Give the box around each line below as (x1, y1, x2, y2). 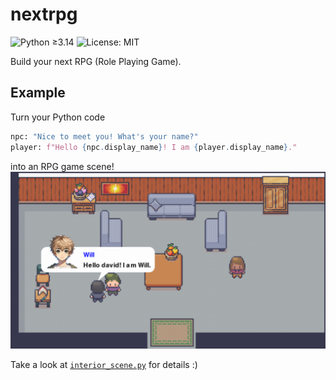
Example (10, 84, 66, 102)
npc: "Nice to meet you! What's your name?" (10, 131, 199, 142)
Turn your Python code (10, 111, 106, 123)
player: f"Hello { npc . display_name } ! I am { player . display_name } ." (10, 142, 298, 152)
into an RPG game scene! (10, 160, 115, 172)
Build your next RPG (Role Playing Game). (10, 55, 182, 67)
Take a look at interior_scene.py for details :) (10, 359, 198, 370)
